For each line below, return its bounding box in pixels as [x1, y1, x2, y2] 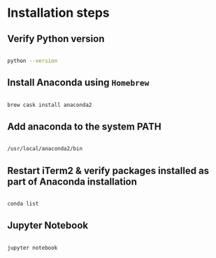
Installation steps [7, 5, 110, 21]
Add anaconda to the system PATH [7, 120, 162, 132]
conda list [7, 201, 39, 208]
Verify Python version [7, 33, 105, 45]
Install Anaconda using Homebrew [7, 77, 150, 89]
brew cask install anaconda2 [7, 101, 92, 108]
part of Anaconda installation [7, 175, 138, 187]
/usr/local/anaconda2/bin [7, 145, 82, 152]
